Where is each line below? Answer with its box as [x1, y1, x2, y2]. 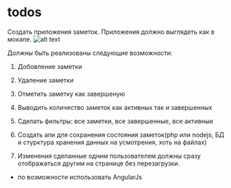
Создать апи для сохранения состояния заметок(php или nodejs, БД [17, 130, 225, 139]
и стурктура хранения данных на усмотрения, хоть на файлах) [17, 138, 207, 146]
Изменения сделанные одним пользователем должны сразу [17, 151, 201, 160]
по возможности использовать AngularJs [17, 173, 142, 181]
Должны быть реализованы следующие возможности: [7, 49, 173, 57]
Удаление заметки [17, 75, 74, 84]
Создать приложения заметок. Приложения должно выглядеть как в [7, 27, 215, 36]
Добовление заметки [17, 62, 82, 70]
